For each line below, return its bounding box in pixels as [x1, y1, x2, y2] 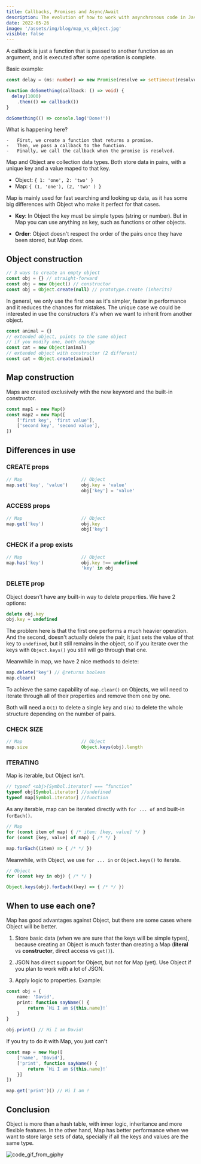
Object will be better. [6, 922, 57, 930]
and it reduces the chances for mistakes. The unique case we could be [6, 303, 181, 311]
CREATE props [6, 463, 50, 471]
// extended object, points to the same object [6, 333, 127, 340]
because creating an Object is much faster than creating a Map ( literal [14, 940, 188, 948]
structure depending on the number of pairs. [6, 710, 116, 718]
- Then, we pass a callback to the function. [6, 143, 127, 149]
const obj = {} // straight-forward [6, 276, 98, 282]
